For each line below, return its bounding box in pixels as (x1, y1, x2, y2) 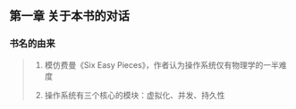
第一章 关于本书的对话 (9, 8, 130, 24)
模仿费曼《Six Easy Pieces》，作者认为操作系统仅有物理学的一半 (44, 59, 280, 70)
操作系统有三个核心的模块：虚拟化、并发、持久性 (44, 89, 225, 100)
